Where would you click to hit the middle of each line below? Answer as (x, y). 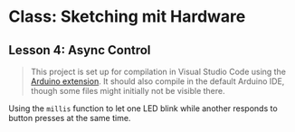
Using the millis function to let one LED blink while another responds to (143, 108)
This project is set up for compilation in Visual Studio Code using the (158, 71)
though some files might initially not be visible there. (128, 91)
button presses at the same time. (70, 118)
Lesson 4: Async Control (80, 50)
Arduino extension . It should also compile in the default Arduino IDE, (157, 81)
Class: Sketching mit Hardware (127, 17)
